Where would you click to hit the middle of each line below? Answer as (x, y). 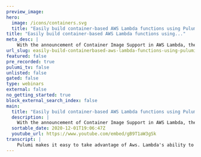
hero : (13, 17)
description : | (31, 117)
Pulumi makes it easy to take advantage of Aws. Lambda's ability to (106, 145)
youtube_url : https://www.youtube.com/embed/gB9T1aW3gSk (84, 134)
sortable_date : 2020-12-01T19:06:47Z (59, 128)
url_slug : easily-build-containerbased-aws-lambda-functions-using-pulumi (101, 51)
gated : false (22, 78)
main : (13, 106)
